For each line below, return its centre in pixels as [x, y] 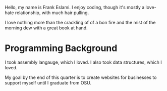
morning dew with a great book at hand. [46, 28]
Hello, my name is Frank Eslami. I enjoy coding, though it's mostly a [75, 7]
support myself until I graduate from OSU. [48, 82]
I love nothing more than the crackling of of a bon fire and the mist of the [80, 22]
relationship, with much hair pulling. [52, 13]
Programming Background [61, 48]
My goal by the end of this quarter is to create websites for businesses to [81, 77]
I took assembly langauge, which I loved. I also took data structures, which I [83, 62]
